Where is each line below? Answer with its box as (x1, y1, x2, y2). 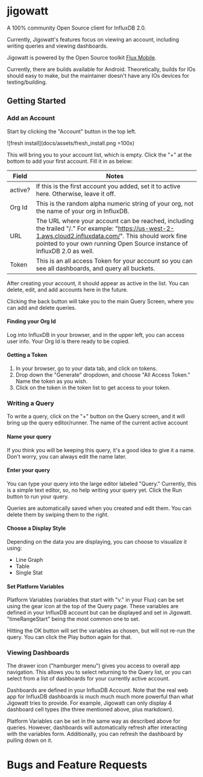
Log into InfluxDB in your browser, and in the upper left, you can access (7, 331, 185, 338)
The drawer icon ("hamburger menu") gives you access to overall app (7, 662, 180, 670)
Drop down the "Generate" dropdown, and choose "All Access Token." (15, 371, 190, 379)
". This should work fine (120, 231, 187, 240)
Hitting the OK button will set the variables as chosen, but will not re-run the (7, 627, 195, 634)
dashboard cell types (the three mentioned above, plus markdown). (7, 706, 174, 713)
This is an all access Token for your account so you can (36, 256, 193, 265)
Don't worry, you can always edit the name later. (7, 453, 127, 460)
